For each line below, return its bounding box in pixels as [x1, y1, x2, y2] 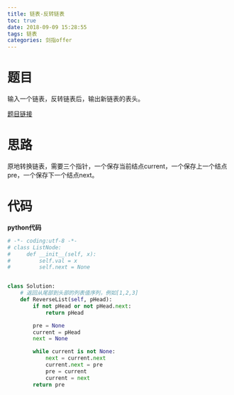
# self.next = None [7, 264, 91, 271]
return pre [33, 381, 65, 388]
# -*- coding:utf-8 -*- [7, 237, 78, 244]
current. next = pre [45, 362, 103, 369]
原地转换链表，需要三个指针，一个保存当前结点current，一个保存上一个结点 [7, 162, 228, 171]
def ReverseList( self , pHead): [20, 296, 113, 303]
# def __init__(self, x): [7, 250, 97, 258]
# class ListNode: [7, 244, 62, 251]
